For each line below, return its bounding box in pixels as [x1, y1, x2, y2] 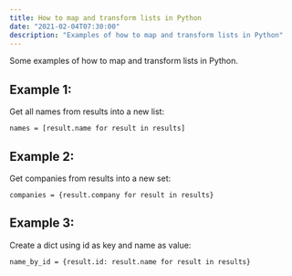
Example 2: [9, 148, 75, 165]
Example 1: [9, 81, 72, 97]
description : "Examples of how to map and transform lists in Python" [9, 30, 284, 39]
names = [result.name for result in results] [9, 124, 185, 133]
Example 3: [9, 216, 75, 231]
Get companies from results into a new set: [9, 173, 172, 184]
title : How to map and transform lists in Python [9, 13, 203, 23]
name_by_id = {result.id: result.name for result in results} [9, 257, 251, 266]
